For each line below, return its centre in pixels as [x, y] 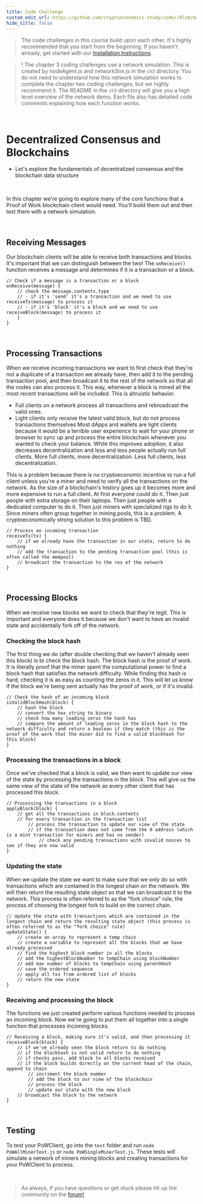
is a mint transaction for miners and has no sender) [76, 835]
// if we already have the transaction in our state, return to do [104, 541]
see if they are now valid [40, 846]
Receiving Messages [46, 242]
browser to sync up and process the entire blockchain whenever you [100, 437]
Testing [21, 1131]
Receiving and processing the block [60, 1000]
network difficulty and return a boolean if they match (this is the [96, 729]
